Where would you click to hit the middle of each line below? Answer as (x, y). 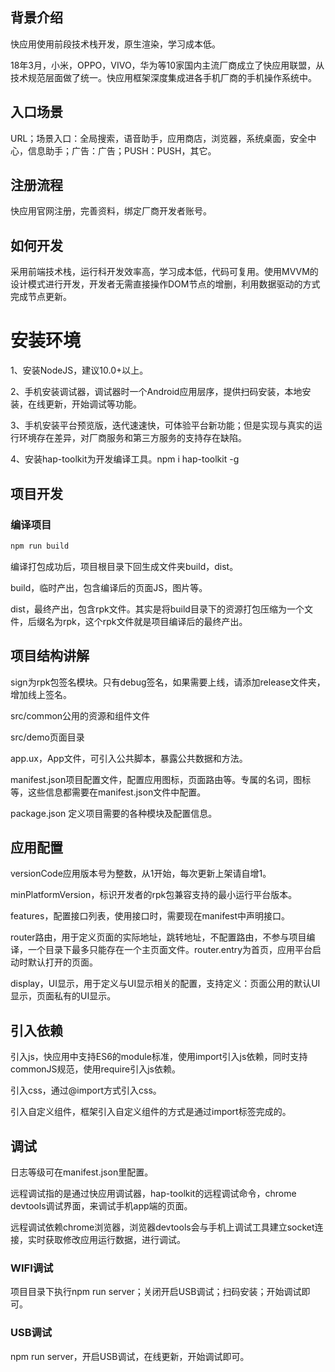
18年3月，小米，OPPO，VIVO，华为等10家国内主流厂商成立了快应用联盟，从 (167, 65)
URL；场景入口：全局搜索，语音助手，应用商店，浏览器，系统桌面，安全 (159, 138)
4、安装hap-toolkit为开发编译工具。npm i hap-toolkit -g (125, 459)
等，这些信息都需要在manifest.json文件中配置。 (108, 792)
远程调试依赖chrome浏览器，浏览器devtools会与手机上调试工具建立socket (162, 1227)
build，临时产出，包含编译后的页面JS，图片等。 (109, 587)
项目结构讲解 (50, 656)
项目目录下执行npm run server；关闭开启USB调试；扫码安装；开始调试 (156, 1292)
